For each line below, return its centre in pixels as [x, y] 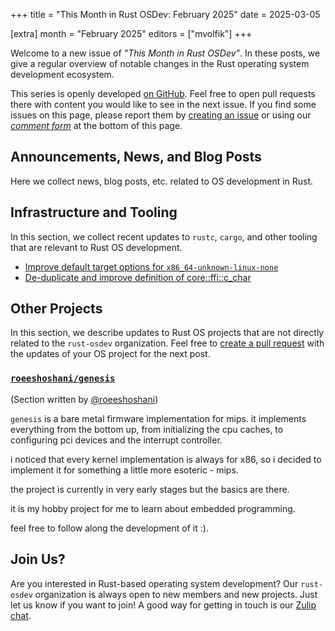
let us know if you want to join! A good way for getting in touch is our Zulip [163, 605]
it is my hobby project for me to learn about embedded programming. [153, 508]
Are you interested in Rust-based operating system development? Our [154, 583]
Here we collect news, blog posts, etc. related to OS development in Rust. [162, 181]
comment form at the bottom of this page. [96, 125]
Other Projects [56, 309]
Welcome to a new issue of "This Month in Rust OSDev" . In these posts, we [165, 53]
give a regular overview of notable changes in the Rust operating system [160, 63]
